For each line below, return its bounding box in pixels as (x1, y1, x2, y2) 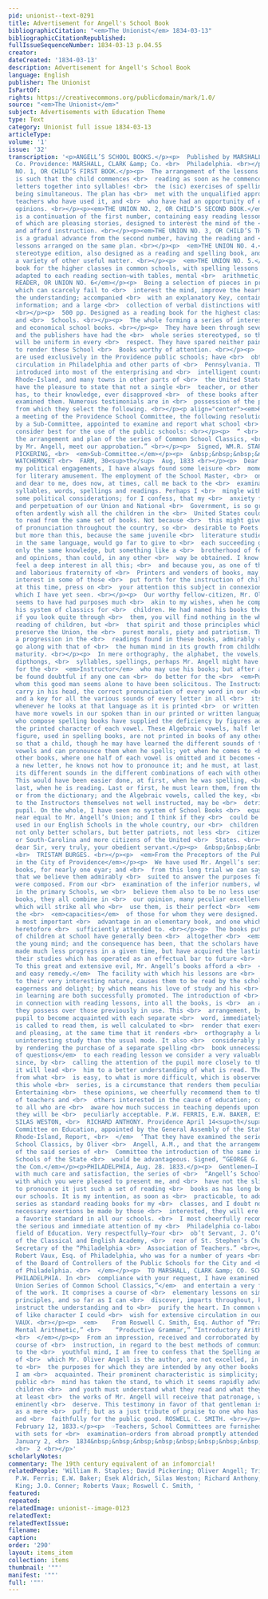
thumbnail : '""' (8, 1563, 62, 1572)
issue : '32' (8, 145, 48, 153)
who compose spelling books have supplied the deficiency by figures (15, 717, 251, 725)
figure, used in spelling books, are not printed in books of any (15, 732, 241, 740)
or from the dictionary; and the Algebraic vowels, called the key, (15, 792, 248, 799)
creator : (8, 49, 37, 57)
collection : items (8, 1556, 69, 1564)
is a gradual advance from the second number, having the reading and (15, 235, 255, 243)
